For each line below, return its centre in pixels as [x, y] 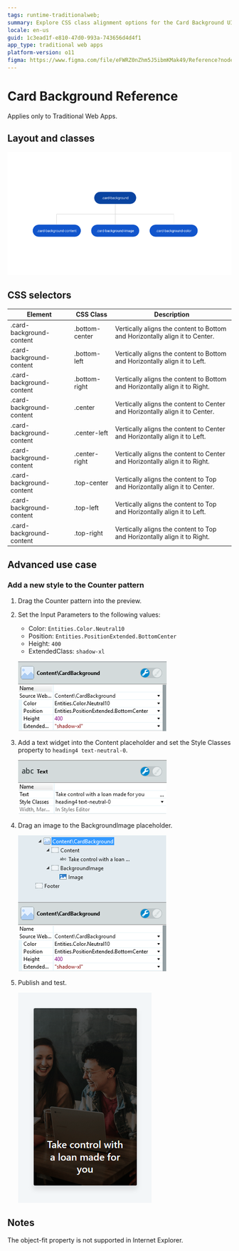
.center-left [91, 433]
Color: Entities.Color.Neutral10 [76, 628]
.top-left [87, 508]
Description [172, 314]
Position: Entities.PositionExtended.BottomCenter [102, 636]
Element [39, 314]
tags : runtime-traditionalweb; [54, 15]
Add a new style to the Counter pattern [76, 585]
